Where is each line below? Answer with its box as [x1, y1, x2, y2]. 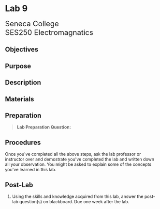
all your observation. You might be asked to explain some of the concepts [5, 161, 151, 167]
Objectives [5, 46, 39, 54]
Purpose [5, 62, 31, 70]
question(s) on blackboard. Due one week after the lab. [19, 198, 130, 204]
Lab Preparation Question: [16, 124, 71, 130]
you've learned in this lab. [5, 167, 57, 173]
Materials [5, 95, 34, 103]
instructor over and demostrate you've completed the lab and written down [5, 156, 155, 162]
